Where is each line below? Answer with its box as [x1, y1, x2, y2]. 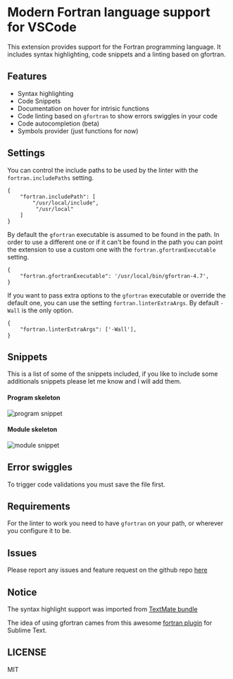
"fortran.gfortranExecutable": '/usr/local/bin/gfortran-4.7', [20, 272, 210, 279]
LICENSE [7, 647, 47, 659]
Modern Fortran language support [7, 4, 211, 20]
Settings [7, 147, 46, 159]
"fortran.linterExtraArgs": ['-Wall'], [20, 326, 137, 333]
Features [7, 71, 47, 82]
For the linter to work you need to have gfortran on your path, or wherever [7, 519, 224, 527]
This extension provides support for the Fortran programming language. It [7, 42, 222, 51]
